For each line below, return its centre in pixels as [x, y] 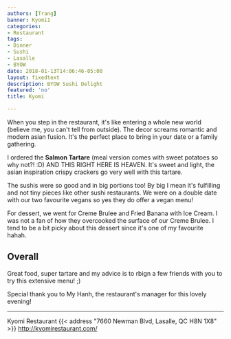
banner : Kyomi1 [29, 20]
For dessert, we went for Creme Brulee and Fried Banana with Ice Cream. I [112, 213]
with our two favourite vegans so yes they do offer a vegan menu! [100, 200]
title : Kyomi [26, 97]
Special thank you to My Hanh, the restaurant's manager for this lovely [107, 294]
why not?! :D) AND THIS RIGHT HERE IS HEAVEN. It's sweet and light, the [111, 165]
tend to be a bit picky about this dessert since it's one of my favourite [106, 228]
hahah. [17, 235]
